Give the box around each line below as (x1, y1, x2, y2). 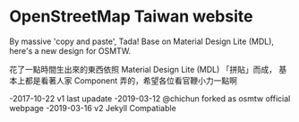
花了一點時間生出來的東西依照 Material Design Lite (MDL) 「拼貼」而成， (9, 64, 278, 74)
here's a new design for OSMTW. (9, 45, 132, 56)
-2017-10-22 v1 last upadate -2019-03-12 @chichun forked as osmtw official (9, 92, 291, 104)
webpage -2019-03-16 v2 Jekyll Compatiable (9, 102, 176, 113)
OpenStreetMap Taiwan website (9, 6, 253, 27)
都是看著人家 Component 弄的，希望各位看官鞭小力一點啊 (24, 74, 238, 86)
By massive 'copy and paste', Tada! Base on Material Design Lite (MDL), (9, 36, 275, 47)
